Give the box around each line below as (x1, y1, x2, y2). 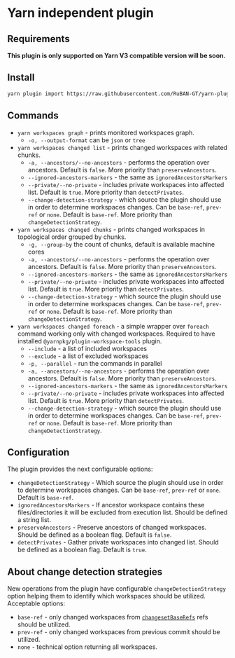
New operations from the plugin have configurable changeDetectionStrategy (7, 584, 226, 593)
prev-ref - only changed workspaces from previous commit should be (17, 628, 220, 636)
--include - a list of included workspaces (27, 344, 148, 352)
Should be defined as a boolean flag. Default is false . (17, 530, 172, 539)
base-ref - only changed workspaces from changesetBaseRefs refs (17, 613, 208, 622)
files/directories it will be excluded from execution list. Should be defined (17, 508, 228, 516)
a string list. (17, 516, 51, 524)
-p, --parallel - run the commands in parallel (27, 359, 162, 367)
